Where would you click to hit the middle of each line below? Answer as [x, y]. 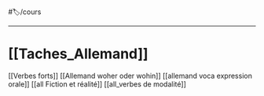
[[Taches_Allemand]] [78, 54]
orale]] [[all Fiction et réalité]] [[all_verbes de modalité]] [97, 84]
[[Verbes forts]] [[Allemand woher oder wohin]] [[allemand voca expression [130, 76]
